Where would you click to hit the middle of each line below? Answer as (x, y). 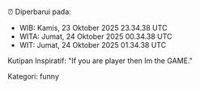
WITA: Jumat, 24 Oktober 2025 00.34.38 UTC (96, 36)
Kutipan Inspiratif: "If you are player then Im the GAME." (100, 61)
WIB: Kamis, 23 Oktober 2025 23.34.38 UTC (93, 28)
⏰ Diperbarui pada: (40, 12)
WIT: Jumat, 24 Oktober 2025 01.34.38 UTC (93, 45)
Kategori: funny (34, 76)
